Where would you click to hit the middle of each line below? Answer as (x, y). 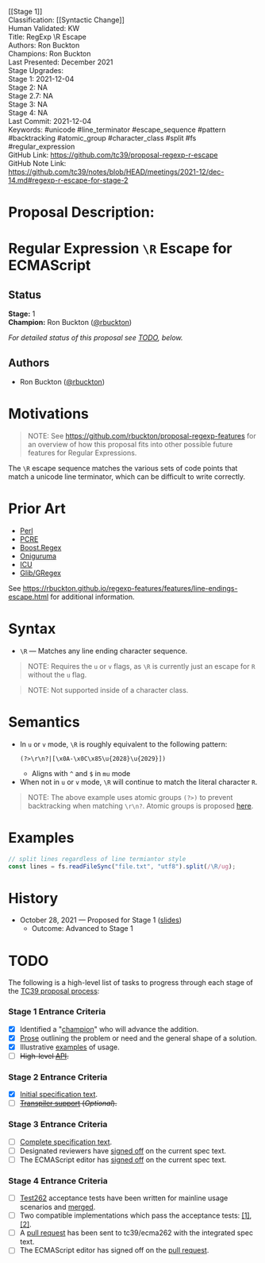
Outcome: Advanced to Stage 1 (82, 929)
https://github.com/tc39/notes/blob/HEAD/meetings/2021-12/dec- (116, 172)
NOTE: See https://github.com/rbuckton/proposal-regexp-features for (142, 435)
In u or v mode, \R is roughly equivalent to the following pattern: (123, 744)
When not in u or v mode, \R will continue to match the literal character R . (138, 782)
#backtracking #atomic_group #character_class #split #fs (102, 138)
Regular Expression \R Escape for (120, 249)
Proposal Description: (81, 212)
